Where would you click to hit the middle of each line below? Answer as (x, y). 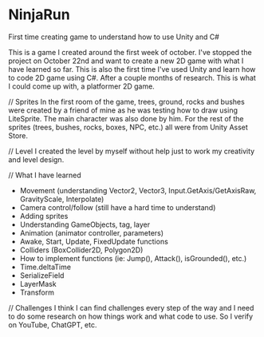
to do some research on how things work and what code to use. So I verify (131, 316)
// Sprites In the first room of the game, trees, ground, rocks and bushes (126, 101)
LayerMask (38, 283)
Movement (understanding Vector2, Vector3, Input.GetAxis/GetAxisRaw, (138, 190)
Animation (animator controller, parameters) (92, 232)
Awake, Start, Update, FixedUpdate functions (94, 241)
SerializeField (42, 275)
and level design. (36, 159)
